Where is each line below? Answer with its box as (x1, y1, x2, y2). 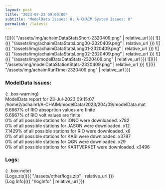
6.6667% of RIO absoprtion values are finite (5, 106, 95, 112)
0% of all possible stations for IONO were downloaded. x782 (5, 117, 130, 123)
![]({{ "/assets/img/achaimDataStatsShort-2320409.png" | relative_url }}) (5, 35, 155, 41)
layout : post (5, 7, 32, 12)
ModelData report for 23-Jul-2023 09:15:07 (5, 96, 95, 102)
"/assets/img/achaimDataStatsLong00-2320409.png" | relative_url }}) (11, 40, 155, 46)
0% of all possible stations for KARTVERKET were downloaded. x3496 (5, 143, 150, 150)
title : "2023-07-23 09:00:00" (5, 12, 68, 17)
